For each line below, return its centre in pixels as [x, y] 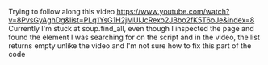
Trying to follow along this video [62, 12]
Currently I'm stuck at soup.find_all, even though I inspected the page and [131, 28]
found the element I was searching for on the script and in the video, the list [134, 37]
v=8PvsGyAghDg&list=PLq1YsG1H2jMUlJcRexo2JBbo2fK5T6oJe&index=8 [132, 20]
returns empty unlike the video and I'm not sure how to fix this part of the [130, 46]
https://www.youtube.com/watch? [173, 12]
